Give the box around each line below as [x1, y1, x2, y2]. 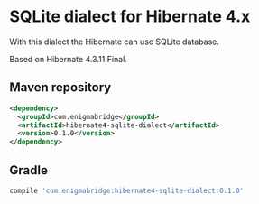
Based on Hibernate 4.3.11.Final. [9, 53, 128, 64]
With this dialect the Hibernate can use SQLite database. [9, 36, 219, 47]
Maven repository [9, 79, 112, 96]
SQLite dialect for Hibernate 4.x [9, 6, 251, 27]
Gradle [9, 162, 48, 178]
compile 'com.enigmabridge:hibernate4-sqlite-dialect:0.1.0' [9, 186, 245, 195]
